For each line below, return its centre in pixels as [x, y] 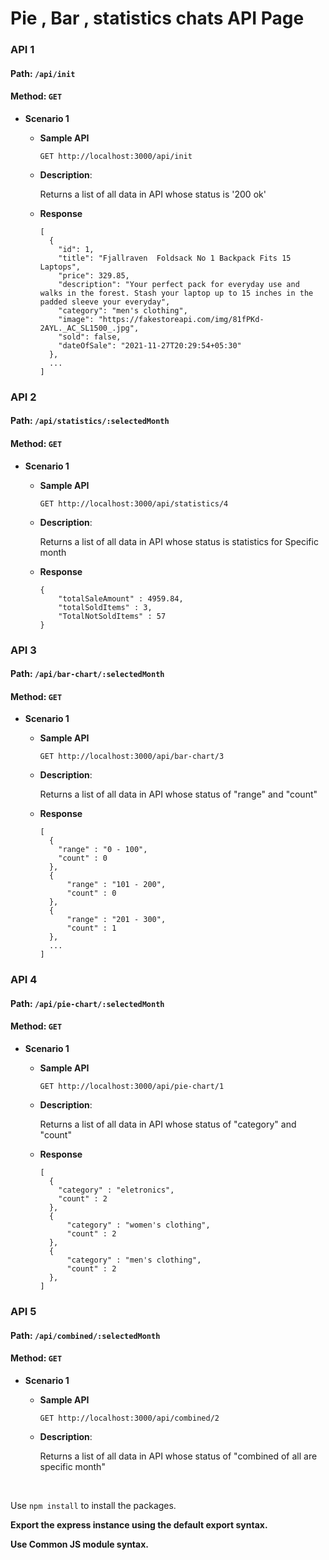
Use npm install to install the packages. [93, 1505]
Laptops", [60, 267]
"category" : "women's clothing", [138, 1225]
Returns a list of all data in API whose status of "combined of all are [178, 1456]
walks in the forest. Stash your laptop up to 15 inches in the [176, 293]
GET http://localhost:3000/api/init [116, 156]
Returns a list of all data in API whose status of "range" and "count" [178, 794]
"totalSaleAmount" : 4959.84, [121, 598]
